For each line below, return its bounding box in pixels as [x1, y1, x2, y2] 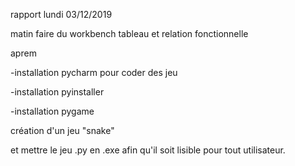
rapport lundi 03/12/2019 [10, 9, 113, 20]
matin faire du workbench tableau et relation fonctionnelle [10, 28, 249, 39]
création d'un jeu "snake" [10, 125, 115, 136]
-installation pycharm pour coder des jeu [10, 67, 178, 78]
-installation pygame [10, 105, 95, 117]
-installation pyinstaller [10, 86, 105, 98]
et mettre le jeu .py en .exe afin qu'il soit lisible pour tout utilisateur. [10, 144, 286, 156]
